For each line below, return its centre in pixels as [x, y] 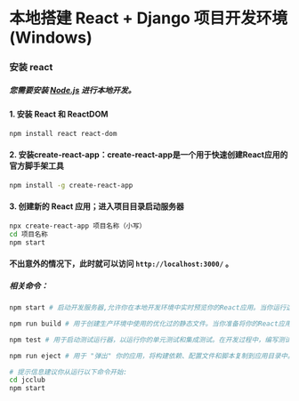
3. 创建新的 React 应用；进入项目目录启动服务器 [97, 206]
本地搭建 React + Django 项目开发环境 [148, 18]
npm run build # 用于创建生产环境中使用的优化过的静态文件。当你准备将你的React [144, 324]
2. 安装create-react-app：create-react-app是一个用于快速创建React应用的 [149, 155]
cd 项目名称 [29, 234]
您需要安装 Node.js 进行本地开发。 [73, 90]
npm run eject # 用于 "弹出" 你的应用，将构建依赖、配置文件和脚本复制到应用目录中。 [152, 356]
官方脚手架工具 [36, 166]
